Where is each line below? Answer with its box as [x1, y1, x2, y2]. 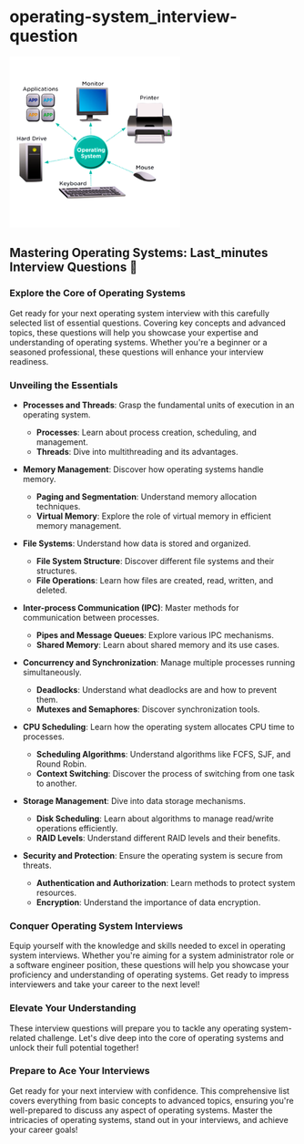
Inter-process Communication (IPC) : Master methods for [22, 602, 239, 613]
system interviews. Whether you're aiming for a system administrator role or [9, 950, 295, 961]
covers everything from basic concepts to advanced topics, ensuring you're [9, 1095, 294, 1106]
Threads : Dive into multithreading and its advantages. [35, 446, 238, 457]
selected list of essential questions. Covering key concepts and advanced [9, 317, 287, 328]
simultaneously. [22, 666, 82, 677]
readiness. [9, 356, 49, 366]
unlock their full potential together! [9, 1042, 139, 1053]
